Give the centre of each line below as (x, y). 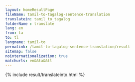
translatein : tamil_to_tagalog (38, 19)
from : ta (14, 33)
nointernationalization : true (37, 56)
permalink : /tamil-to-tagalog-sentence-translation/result (68, 47)
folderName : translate (30, 24)
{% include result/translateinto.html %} (45, 75)
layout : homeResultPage (30, 10)
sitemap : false (21, 51)
